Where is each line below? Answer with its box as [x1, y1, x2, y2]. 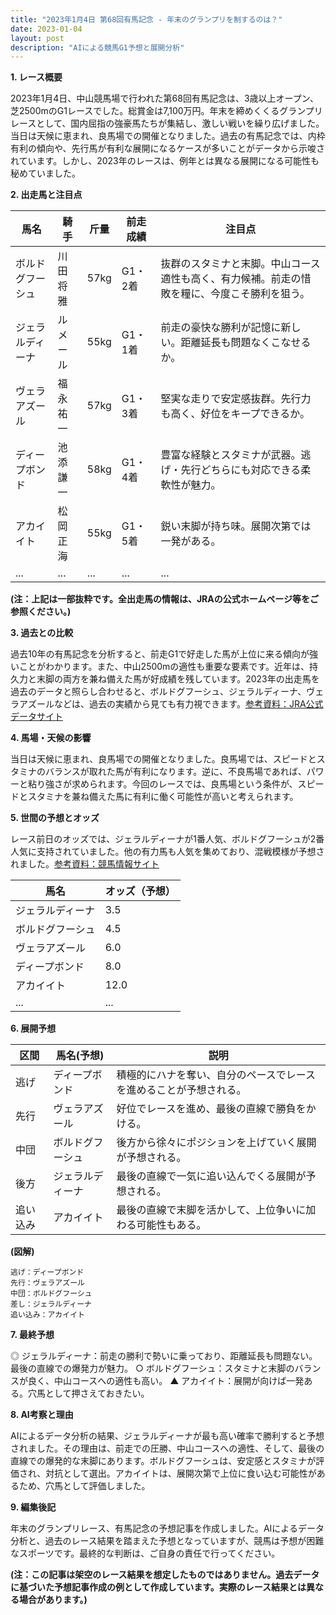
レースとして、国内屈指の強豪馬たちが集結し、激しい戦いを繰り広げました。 [10, 117, 325, 130]
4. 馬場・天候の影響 [10, 732, 92, 744]
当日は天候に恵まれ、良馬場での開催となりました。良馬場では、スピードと [10, 753, 317, 765]
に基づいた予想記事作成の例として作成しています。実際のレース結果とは [10, 1581, 307, 1593]
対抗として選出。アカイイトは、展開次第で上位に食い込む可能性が [45, 1467, 317, 1480]
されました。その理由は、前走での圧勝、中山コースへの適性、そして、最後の [10, 1442, 325, 1455]
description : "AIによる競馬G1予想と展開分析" [10, 42, 185, 53]
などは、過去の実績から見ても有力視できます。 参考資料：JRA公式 [53, 698, 324, 710]
